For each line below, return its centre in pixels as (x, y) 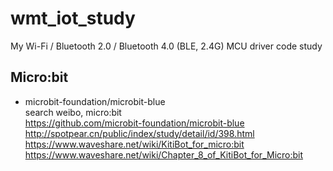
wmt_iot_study (73, 18)
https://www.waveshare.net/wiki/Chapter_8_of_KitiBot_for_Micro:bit (164, 154)
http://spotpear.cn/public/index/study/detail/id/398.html (139, 133)
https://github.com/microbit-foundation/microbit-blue (134, 123)
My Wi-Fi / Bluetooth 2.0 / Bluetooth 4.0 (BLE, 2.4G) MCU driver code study (166, 46)
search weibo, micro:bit (73, 112)
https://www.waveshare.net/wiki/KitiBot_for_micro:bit (134, 144)
